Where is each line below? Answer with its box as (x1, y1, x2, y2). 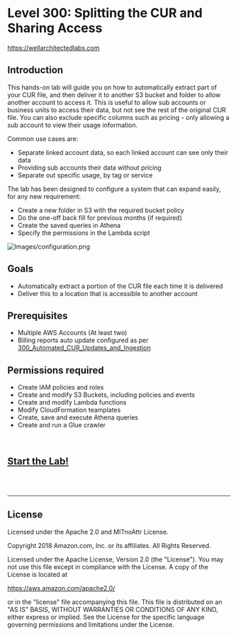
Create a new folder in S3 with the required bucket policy (17, 206, 184, 214)
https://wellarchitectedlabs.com (7, 43, 100, 52)
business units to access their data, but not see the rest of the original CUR (7, 105, 227, 114)
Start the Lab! (7, 455, 69, 467)
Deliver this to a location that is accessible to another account (17, 289, 198, 297)
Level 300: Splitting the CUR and (7, 5, 203, 21)
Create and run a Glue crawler (17, 421, 106, 429)
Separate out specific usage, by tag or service (17, 170, 153, 179)
